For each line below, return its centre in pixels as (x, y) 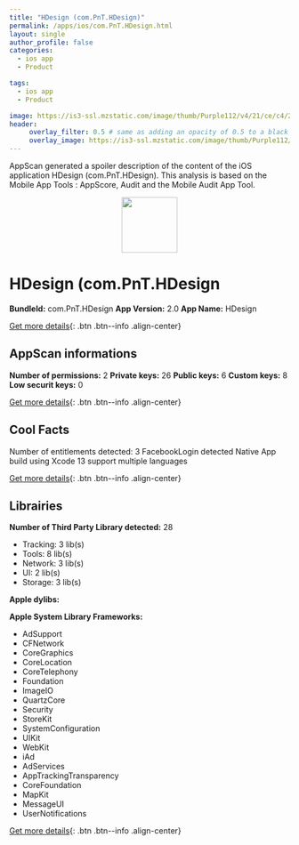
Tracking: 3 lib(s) (53, 544)
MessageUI (43, 804)
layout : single (37, 34)
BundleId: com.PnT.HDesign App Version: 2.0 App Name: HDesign (133, 309)
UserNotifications (54, 814)
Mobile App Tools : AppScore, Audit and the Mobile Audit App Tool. (132, 185)
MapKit (35, 795)
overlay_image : (57, 141)
